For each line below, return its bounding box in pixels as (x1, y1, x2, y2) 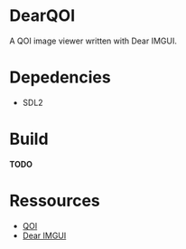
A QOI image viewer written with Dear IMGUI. (9, 35, 178, 46)
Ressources (9, 191, 101, 211)
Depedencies (9, 67, 111, 88)
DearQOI (9, 5, 76, 26)
